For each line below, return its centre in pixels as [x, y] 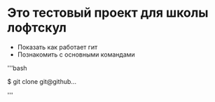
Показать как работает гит [57, 47]
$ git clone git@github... [42, 81]
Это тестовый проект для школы [108, 13]
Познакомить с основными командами [76, 54]
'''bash [17, 68]
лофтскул [37, 28]
